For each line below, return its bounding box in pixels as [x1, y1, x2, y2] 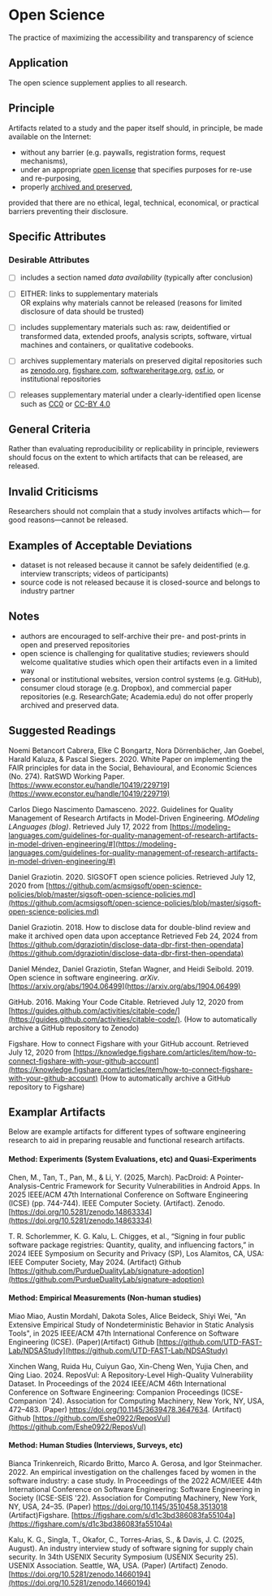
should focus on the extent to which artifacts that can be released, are [8, 453, 244, 463]
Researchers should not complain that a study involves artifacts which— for [8, 507, 261, 516]
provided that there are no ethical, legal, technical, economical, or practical [8, 198, 260, 207]
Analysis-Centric [8, 1181, 65, 1190]
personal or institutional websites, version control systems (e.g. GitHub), [19, 674, 262, 684]
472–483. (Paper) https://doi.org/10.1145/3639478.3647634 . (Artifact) [8, 1404, 242, 1414]
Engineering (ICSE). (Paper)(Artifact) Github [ [8, 1337, 160, 1346]
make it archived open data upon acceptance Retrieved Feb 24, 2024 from [8, 931, 258, 941]
